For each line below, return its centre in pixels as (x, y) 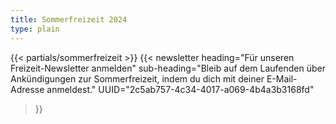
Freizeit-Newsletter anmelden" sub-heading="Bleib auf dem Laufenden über (168, 68)
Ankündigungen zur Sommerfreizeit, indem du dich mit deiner (137, 78)
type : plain (35, 29)
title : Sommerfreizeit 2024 (69, 19)
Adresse (27, 89)
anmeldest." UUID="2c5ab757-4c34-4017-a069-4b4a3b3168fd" (180, 89)
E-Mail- (282, 78)
